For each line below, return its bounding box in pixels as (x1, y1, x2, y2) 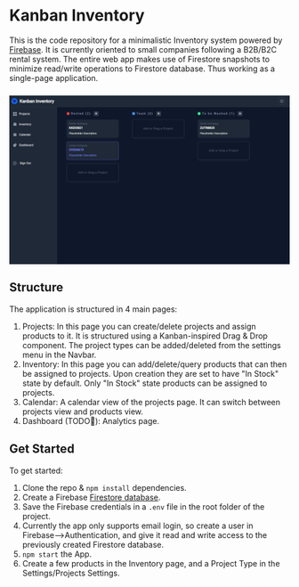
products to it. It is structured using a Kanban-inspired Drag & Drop (21, 330, 269, 341)
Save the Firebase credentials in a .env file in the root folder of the (21, 501, 265, 512)
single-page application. (9, 72, 99, 83)
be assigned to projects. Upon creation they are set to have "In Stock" (21, 368, 279, 379)
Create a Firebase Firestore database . (21, 492, 161, 502)
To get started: (9, 465, 64, 476)
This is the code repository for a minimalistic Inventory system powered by (9, 35, 283, 45)
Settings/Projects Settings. (21, 567, 120, 578)
